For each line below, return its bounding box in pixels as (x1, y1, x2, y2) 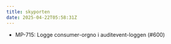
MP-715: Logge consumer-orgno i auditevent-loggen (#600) (15, 31, 166, 38)
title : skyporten (6, 8, 50, 15)
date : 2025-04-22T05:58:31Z (6, 14, 78, 20)
